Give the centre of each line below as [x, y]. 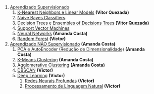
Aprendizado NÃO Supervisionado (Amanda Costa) [63, 44]
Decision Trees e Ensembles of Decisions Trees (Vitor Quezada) [83, 23]
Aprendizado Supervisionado [39, 7]
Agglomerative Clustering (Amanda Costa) [61, 65]
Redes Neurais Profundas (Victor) [59, 81]
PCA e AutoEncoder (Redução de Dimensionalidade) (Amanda [81, 49]
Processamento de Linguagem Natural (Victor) [73, 86]
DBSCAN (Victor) [35, 70]
